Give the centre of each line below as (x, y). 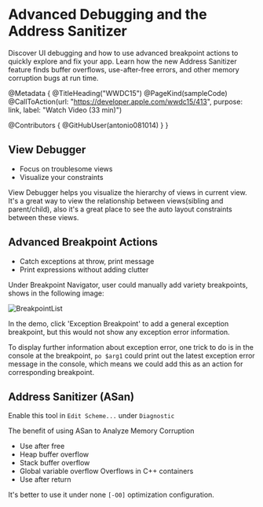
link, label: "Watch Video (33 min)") (65, 110)
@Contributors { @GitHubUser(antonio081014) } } (88, 125)
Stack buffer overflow (55, 463)
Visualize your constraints (61, 177)
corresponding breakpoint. (51, 372)
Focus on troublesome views (66, 169)
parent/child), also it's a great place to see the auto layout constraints (121, 209)
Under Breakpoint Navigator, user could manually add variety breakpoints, (128, 285)
